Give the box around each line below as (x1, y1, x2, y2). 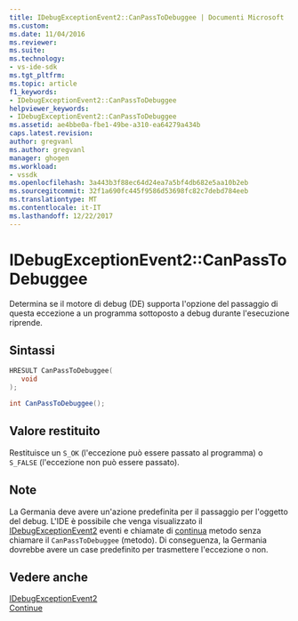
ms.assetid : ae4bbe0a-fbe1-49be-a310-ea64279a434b (9, 121, 201, 130)
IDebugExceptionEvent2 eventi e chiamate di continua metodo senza (9, 525, 262, 536)
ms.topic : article (9, 79, 77, 88)
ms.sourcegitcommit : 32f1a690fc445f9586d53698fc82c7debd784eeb (9, 187, 249, 196)
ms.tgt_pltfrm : (9, 71, 66, 80)
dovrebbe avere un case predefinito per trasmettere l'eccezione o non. (9, 544, 269, 554)
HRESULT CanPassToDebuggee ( (9, 367, 114, 375)
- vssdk (9, 170, 38, 179)
